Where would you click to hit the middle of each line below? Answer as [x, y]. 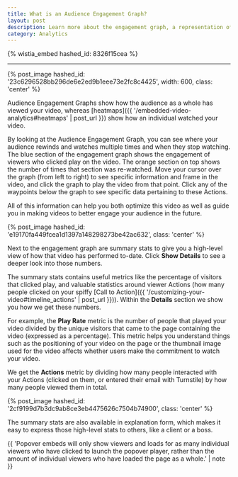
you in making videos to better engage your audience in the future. [105, 213]
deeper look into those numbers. [55, 264]
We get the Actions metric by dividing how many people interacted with [112, 372]
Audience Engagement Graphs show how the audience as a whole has [110, 103]
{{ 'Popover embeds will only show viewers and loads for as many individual [118, 444]
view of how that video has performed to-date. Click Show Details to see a [117, 256]
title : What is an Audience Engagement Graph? [77, 14]
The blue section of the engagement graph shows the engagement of [109, 155]
